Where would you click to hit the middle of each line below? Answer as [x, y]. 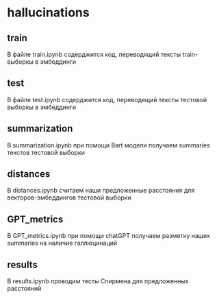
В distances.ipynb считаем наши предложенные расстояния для [101, 191]
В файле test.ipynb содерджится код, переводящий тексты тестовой [107, 99]
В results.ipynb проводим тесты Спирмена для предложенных [98, 281]
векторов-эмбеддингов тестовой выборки [69, 198]
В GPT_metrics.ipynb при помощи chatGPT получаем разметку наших [109, 236]
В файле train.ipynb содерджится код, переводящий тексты [94, 54]
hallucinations [49, 13]
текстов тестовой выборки [46, 152]
